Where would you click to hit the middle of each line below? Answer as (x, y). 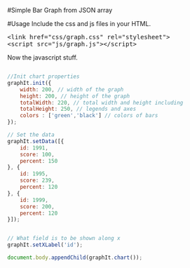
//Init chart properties (43, 76)
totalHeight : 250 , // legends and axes (78, 109)
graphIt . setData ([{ (36, 141)
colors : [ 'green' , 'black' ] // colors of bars (89, 116)
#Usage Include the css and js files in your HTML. (79, 24)
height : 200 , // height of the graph (75, 96)
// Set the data (31, 135)
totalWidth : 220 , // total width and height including (102, 102)
